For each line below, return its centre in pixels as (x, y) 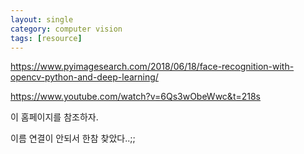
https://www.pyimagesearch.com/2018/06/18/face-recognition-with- (152, 67)
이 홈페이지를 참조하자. (54, 117)
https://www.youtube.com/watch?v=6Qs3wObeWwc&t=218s (136, 97)
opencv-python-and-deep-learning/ (84, 77)
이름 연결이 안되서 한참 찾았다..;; (73, 138)
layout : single (42, 19)
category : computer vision (66, 29)
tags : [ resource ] (46, 38)
